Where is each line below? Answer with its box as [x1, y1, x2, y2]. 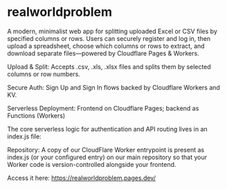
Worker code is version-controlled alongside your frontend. [7, 160, 176, 168]
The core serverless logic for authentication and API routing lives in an [7, 125, 208, 133]
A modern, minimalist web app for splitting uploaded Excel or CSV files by [7, 27, 218, 35]
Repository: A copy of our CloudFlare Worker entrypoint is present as [7, 145, 205, 154]
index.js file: [7, 132, 42, 141]
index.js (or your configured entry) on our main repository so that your [7, 153, 208, 161]
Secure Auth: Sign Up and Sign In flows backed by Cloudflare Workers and [7, 83, 220, 91]
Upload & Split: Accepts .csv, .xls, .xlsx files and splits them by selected [7, 62, 211, 71]
